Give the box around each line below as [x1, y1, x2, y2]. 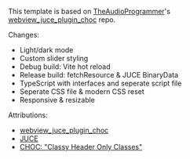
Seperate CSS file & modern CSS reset [19, 87, 145, 96]
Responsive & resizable [19, 96, 96, 104]
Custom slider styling [19, 54, 89, 63]
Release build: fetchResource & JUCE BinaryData [19, 70, 179, 79]
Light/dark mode [19, 45, 74, 54]
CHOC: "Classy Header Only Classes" [19, 143, 143, 151]
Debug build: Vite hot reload [19, 62, 111, 71]
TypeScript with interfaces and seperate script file [19, 78, 182, 88]
